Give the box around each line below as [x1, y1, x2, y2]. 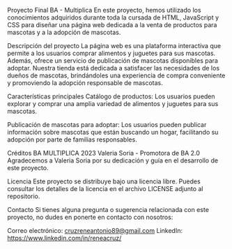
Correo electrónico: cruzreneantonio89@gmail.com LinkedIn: [7, 227, 183, 234]
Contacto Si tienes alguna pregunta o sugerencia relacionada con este [7, 206, 209, 213]
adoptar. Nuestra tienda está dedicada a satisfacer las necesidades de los [7, 64, 220, 72]
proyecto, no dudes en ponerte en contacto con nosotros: [7, 213, 173, 221]
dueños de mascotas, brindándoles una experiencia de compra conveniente [7, 71, 226, 80]
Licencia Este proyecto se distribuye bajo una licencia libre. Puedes [7, 177, 201, 186]
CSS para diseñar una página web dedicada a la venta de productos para [7, 21, 217, 29]
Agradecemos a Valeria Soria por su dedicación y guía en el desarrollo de [7, 156, 218, 165]
